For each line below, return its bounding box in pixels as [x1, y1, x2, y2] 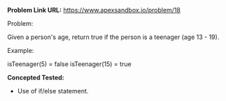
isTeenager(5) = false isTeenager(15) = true [7, 60, 132, 68]
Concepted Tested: [7, 73, 64, 81]
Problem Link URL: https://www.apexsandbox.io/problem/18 [7, 6, 181, 14]
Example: [7, 47, 34, 54]
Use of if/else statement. [17, 87, 89, 95]
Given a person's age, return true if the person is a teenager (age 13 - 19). [7, 33, 220, 41]
